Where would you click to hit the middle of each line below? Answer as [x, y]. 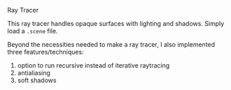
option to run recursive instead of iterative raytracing [93, 65]
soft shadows [37, 80]
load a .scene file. [33, 31]
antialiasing [34, 73]
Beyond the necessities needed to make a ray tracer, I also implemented [111, 44]
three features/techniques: [45, 52]
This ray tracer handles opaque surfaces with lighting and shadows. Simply [116, 23]
